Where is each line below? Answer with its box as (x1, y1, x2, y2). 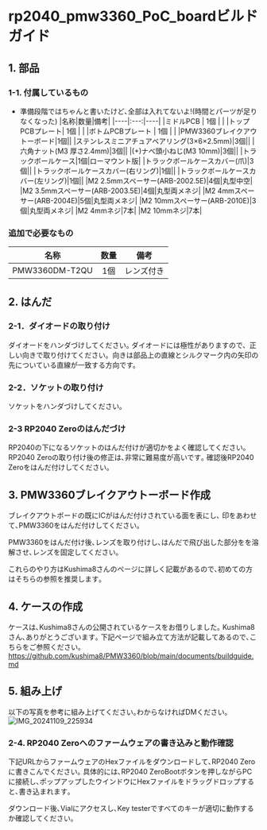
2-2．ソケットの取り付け (8, 382, 104, 393)
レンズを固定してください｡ (32, 547, 119, 557)
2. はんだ (8, 295, 52, 308)
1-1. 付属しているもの (8, 87, 89, 98)
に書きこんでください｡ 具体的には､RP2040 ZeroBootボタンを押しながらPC (8, 767, 253, 777)
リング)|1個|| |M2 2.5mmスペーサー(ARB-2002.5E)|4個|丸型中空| (43, 176, 253, 185)
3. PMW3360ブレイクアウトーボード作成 (8, 488, 211, 501)
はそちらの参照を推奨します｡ (8, 574, 103, 584)
